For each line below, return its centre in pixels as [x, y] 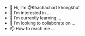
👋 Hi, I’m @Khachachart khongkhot [45, 8]
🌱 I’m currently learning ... [35, 18]
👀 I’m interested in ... [30, 13]
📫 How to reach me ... [32, 28]
